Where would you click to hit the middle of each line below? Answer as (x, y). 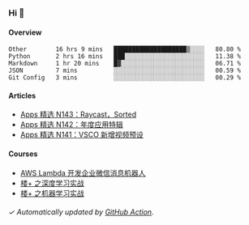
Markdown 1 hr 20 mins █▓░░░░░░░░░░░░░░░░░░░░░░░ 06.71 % (125, 64)
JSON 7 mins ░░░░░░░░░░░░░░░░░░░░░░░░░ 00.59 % (125, 71)
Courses (23, 154)
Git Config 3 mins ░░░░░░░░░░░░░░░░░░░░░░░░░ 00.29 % (125, 78)
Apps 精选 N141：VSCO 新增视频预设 (82, 135)
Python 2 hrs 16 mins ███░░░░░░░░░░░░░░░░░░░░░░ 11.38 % (125, 57)
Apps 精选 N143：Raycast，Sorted (78, 115)
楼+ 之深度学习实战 (52, 183)
